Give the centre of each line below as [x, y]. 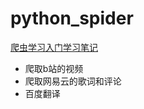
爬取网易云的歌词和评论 [73, 81]
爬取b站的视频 [54, 68]
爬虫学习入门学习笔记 [54, 47]
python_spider [72, 18]
